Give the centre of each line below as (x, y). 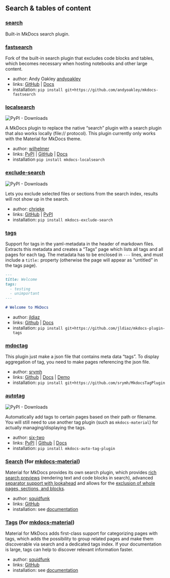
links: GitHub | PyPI (33, 214)
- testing (20, 289)
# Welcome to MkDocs (27, 308)
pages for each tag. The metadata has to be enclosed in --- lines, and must (84, 254)
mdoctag (16, 345)
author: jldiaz (26, 317)
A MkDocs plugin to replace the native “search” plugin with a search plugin (83, 128)
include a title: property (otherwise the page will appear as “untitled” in (82, 260)
